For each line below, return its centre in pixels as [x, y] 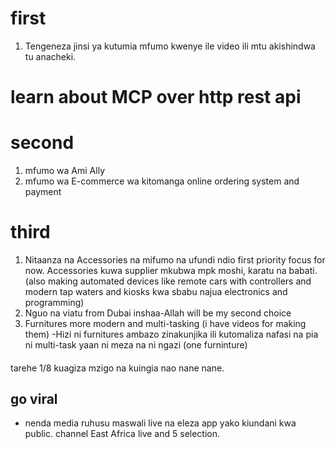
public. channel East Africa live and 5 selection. [122, 434]
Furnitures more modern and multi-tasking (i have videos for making [165, 323]
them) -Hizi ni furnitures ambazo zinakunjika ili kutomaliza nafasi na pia [171, 334]
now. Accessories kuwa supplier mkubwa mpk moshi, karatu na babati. [171, 270]
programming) [54, 302]
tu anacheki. [50, 56]
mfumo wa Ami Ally [64, 171]
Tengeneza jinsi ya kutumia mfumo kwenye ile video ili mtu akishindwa [170, 46]
